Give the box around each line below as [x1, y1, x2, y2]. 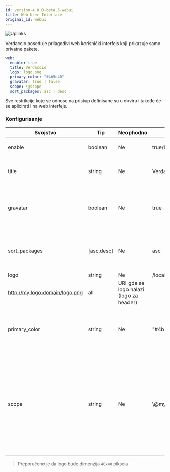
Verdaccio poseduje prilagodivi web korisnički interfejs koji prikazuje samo [5, 40, 161, 47]
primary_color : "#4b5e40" [10, 74, 65, 79]
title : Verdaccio [10, 65, 47, 70]
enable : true [10, 60, 37, 66]
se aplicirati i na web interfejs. [5, 103, 67, 109]
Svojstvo [34, 128, 57, 136]
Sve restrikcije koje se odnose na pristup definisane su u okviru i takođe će [5, 98, 161, 104]
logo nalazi [118, 286, 144, 293]
